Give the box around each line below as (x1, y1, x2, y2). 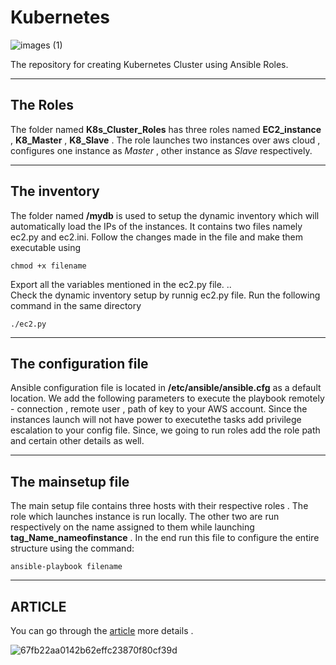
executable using (10, 241, 82, 253)
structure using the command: (10, 542, 135, 555)
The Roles (10, 97, 74, 114)
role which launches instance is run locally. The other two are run (10, 511, 280, 523)
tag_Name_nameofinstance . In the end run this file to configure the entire (10, 532, 320, 544)
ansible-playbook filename (10, 562, 123, 572)
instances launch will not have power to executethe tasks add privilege (10, 414, 302, 426)
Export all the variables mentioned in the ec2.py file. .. (10, 278, 232, 290)
